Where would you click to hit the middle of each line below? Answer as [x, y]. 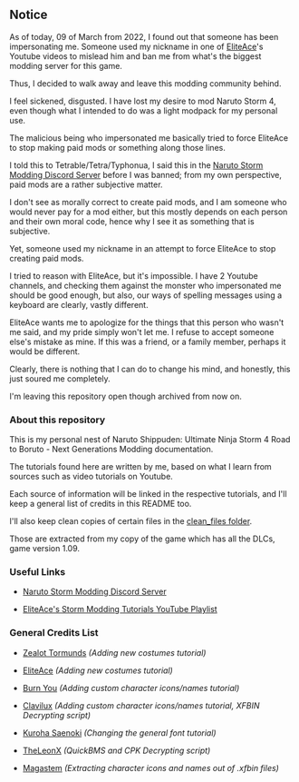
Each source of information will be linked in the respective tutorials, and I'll [148, 494]
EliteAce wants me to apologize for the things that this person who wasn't [147, 322]
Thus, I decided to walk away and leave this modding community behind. [145, 83]
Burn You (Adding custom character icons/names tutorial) [131, 688]
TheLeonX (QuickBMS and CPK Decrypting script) [116, 750]
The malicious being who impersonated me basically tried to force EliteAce [149, 138]
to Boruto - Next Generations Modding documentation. [111, 450]
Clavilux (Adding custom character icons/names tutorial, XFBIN [141, 705]
